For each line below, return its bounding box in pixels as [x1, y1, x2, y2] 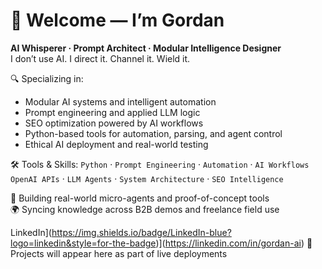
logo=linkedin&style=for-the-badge [10, 237, 157, 249]
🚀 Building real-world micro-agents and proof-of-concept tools [10, 192, 270, 204]
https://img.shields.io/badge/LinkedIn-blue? [51, 226, 232, 238]
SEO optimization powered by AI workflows [24, 117, 204, 129]
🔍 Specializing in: [10, 72, 84, 84]
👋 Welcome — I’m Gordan [10, 9, 225, 32]
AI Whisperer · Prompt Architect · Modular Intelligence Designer [10, 42, 282, 54]
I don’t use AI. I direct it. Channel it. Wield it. [10, 52, 191, 64]
